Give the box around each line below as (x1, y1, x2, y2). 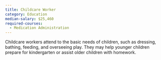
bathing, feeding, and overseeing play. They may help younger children (5, 44, 150, 50)
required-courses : (5, 21, 43, 26)
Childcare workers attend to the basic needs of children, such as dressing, (5, 39, 157, 45)
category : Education (5, 12, 48, 17)
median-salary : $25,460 (5, 16, 54, 21)
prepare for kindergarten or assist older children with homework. (5, 50, 136, 56)
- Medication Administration (9, 26, 69, 30)
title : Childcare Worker (5, 7, 56, 12)
